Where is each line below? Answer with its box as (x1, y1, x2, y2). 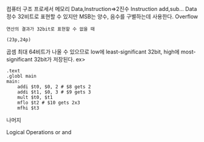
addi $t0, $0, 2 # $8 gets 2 (17, 84, 91, 90)
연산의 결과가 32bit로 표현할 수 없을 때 (6, 26, 95, 32)
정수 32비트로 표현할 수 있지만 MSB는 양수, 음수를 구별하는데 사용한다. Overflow (6, 13, 199, 20)
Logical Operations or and (6, 129, 72, 135)
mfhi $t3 (17, 105, 40, 111)
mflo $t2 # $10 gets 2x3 (17, 100, 80, 106)
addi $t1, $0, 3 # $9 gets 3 (17, 89, 91, 95)
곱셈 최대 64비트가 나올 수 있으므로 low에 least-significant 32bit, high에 (6, 48, 180, 55)
